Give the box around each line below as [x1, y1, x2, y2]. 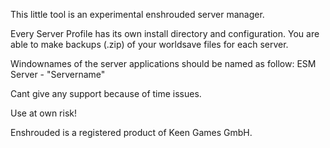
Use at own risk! [10, 107, 77, 119]
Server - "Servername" [10, 69, 106, 80]
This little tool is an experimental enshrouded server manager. [10, 9, 265, 20]
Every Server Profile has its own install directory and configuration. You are [10, 28, 320, 39]
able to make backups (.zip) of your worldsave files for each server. [10, 39, 289, 50]
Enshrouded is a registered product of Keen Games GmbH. [10, 127, 253, 138]
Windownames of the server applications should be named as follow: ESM [10, 58, 317, 69]
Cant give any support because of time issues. [10, 88, 202, 99]
